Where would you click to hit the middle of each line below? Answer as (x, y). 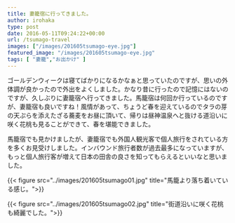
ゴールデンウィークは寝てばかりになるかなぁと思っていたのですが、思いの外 (118, 80)
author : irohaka (31, 20)
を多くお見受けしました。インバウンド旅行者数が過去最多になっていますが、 (118, 147)
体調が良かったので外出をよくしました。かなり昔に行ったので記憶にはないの (118, 89)
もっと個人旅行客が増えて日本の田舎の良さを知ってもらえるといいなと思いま (117, 156)
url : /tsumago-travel (39, 40)
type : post (23, 27)
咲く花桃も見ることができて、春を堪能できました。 (81, 124)
